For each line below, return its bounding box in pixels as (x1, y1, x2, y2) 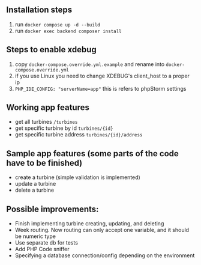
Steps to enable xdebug (6, 44, 97, 55)
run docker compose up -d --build (14, 20, 101, 28)
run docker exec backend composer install (14, 27, 122, 34)
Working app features (6, 102, 90, 113)
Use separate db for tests (14, 239, 78, 246)
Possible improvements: (6, 204, 99, 214)
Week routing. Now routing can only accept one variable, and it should (14, 227, 190, 234)
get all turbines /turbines (14, 118, 78, 126)
